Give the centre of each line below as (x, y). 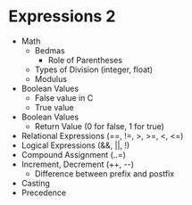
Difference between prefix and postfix (104, 173)
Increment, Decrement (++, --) (78, 164)
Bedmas (50, 50)
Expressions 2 (62, 16)
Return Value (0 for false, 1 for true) (99, 126)
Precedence (44, 193)
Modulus (51, 78)
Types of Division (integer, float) (94, 70)
